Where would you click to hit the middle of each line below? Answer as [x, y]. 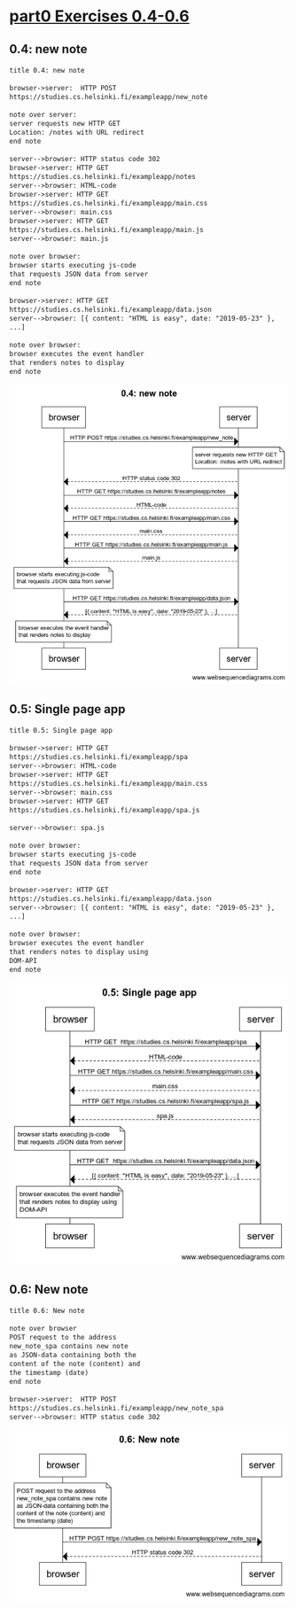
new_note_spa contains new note [69, 1347]
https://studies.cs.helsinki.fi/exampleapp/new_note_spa [117, 1409]
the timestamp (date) [49, 1373]
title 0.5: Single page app [61, 731]
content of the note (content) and [75, 1364]
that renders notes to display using [79, 952]
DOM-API [23, 961]
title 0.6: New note [47, 1311]
